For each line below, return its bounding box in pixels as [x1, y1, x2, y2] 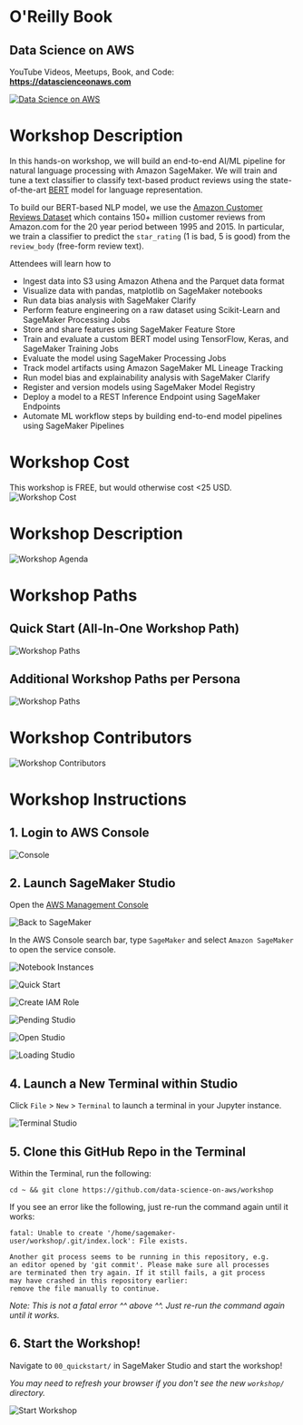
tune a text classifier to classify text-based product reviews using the [9, 174, 269, 185]
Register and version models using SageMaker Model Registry [22, 381, 256, 392]
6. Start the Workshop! [9, 1336, 141, 1352]
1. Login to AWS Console [9, 825, 150, 841]
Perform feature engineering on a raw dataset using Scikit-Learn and [22, 304, 281, 315]
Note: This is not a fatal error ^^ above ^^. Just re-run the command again [9, 1300, 286, 1311]
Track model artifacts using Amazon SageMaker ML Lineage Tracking [22, 362, 284, 373]
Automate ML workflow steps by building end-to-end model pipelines [22, 410, 283, 421]
